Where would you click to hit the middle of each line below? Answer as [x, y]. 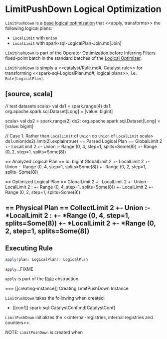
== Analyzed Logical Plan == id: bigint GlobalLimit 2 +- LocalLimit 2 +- [78, 161]
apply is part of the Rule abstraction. [42, 279]
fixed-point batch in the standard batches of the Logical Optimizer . [74, 58]
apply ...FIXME [19, 269]
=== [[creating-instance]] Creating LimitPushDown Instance [67, 288]
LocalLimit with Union [35, 38]
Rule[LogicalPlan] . [25, 78]
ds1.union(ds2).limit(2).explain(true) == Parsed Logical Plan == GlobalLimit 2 [84, 141]
